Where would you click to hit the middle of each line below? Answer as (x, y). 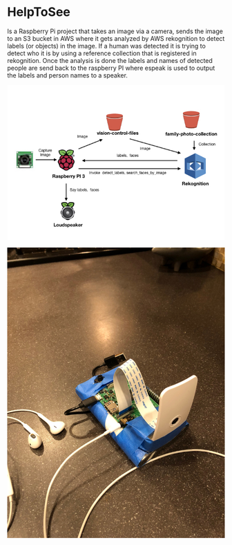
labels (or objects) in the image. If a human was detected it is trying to (106, 46)
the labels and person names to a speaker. (67, 75)
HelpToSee (39, 12)
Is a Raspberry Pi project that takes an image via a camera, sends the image (115, 31)
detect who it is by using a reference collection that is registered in (102, 53)
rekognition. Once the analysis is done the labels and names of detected (110, 60)
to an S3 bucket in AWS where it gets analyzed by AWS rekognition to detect (116, 38)
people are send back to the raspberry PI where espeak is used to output (111, 68)
